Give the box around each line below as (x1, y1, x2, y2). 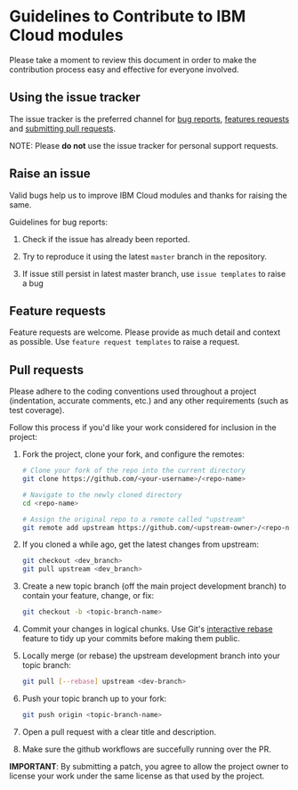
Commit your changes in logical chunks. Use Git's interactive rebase (21, 623, 273, 634)
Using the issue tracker (9, 90, 141, 105)
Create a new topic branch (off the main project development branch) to (21, 581, 286, 591)
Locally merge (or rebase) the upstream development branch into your (21, 650, 280, 661)
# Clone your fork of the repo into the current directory (21, 466, 246, 476)
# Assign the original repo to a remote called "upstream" (21, 515, 246, 524)
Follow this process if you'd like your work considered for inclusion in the (9, 422, 278, 433)
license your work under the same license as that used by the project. (9, 770, 265, 781)
